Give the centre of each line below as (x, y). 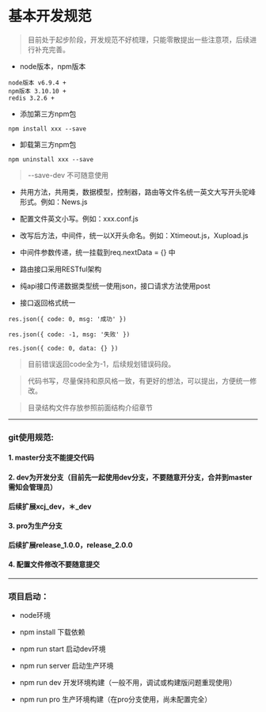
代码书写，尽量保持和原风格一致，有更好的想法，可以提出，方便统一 (139, 381)
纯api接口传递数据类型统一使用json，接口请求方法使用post (115, 286)
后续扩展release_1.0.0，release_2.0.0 (70, 545)
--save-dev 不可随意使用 (68, 175)
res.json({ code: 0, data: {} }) (63, 348)
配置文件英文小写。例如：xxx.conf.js (79, 218)
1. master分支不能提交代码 (51, 458)
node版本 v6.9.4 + (37, 83)
